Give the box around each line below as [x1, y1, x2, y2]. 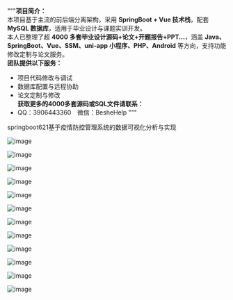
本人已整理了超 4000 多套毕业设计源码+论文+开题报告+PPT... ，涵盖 [7, 33, 204, 41]
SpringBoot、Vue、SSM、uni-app [7, 42, 109, 49]
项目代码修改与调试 [17, 74, 73, 82]
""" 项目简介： [7, 7, 47, 15]
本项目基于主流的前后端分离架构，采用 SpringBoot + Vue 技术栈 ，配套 [7, 15, 209, 24]
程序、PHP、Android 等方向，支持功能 [115, 42, 227, 49]
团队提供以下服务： [7, 59, 63, 67]
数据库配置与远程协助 [17, 83, 79, 90]
